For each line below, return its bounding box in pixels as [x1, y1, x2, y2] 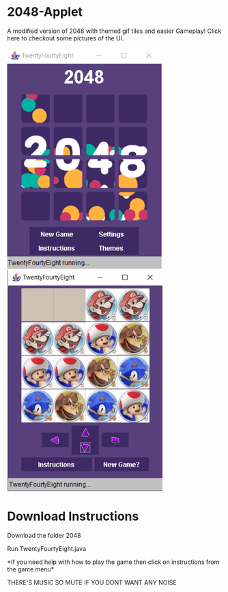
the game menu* [7, 565, 55, 573]
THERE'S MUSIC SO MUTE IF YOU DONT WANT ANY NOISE [7, 578, 177, 587]
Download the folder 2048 [7, 531, 81, 539]
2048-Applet [7, 4, 83, 20]
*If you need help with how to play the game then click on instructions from [7, 558, 220, 566]
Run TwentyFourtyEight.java [7, 544, 87, 552]
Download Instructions [7, 508, 139, 524]
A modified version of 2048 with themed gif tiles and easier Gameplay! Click [7, 27, 222, 35]
